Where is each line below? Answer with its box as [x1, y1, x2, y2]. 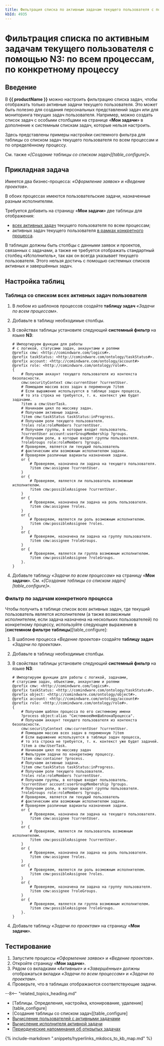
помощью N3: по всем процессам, [5, 53, 155, 64]
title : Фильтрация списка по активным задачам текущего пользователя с [5, 7, 154, 12]
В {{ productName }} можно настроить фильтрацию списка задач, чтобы [5, 96, 158, 102]
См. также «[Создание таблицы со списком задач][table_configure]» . [5, 151, 150, 157]
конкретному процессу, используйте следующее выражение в [5, 622, 137, 628]
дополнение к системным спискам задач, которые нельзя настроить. [5, 122, 151, 128]
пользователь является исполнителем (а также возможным [5, 611, 131, 617]
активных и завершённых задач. [5, 263, 73, 269]
